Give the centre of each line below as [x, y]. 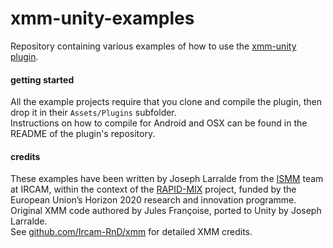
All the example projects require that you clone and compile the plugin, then [166, 102]
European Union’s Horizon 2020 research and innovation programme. [153, 200]
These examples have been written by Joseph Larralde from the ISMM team [167, 179]
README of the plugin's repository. [83, 134]
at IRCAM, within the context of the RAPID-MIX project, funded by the [153, 189]
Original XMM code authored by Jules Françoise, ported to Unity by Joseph [166, 211]
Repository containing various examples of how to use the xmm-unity [153, 46]
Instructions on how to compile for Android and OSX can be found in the [159, 123]
